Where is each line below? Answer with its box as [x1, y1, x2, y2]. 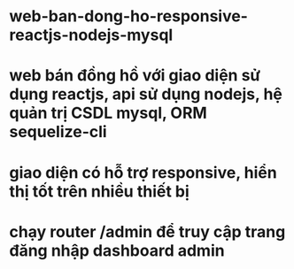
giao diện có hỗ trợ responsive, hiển [9, 162, 277, 182]
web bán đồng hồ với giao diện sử [9, 65, 261, 86]
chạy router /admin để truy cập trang [9, 221, 286, 242]
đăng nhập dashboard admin [9, 241, 225, 260]
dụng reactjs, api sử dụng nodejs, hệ [9, 84, 283, 104]
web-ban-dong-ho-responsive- [9, 6, 248, 27]
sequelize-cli [9, 122, 108, 142]
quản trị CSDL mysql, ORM [9, 104, 208, 123]
